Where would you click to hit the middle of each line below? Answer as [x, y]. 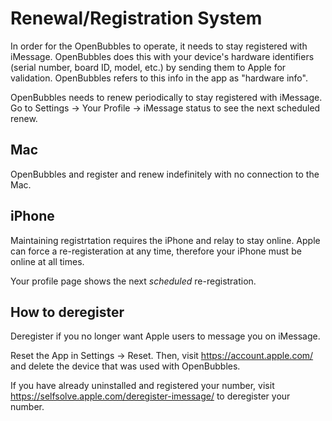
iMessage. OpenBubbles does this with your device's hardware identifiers [162, 56]
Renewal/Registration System [136, 18]
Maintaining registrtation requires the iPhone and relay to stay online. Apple [165, 240]
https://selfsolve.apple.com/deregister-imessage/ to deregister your [150, 396]
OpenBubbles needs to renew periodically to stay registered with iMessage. [166, 97]
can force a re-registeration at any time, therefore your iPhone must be [156, 251]
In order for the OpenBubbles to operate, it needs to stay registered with [159, 46]
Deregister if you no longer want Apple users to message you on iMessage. [165, 336]
